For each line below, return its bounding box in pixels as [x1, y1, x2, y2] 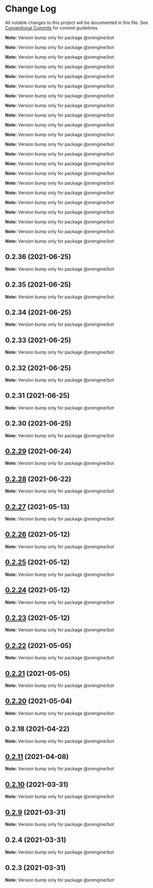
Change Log [5, 3, 56, 15]
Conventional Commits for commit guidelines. [5, 25, 99, 31]
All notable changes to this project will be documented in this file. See [5, 20, 149, 26]
